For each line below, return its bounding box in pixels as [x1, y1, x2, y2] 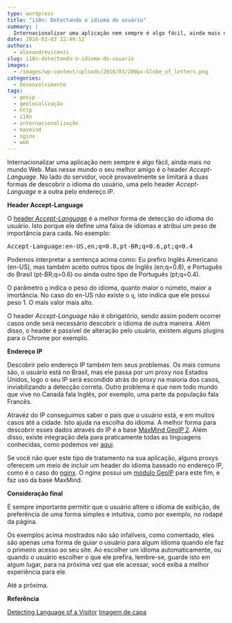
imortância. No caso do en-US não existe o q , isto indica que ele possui [7, 291, 211, 299]
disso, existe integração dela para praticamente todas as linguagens [7, 433, 202, 441]
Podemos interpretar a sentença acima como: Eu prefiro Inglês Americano [7, 256, 218, 264]
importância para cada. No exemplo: [7, 229, 110, 238]
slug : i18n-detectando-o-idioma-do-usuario [7, 55, 135, 62]
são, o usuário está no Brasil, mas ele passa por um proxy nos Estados [7, 368, 209, 376]
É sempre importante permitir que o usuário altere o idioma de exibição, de [7, 503, 220, 511]
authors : [7, 42, 32, 49]
